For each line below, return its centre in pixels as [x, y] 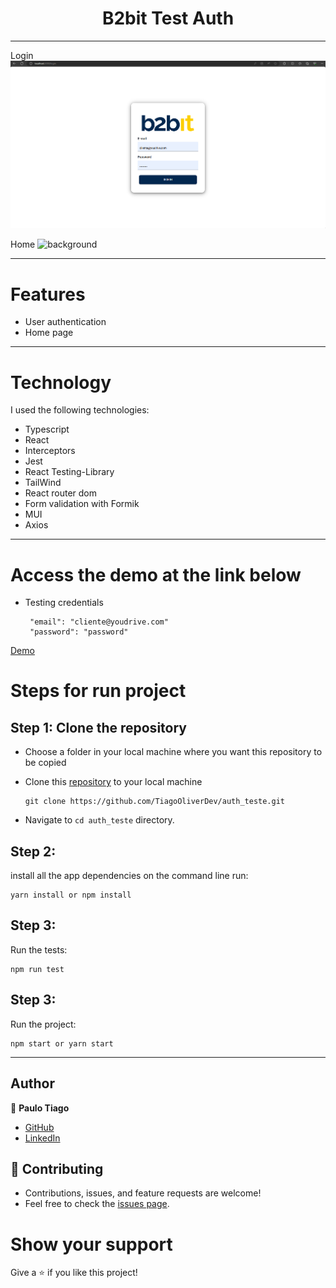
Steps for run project [98, 691]
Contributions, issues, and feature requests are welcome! [143, 1193]
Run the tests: [39, 949]
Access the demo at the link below [156, 574]
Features [48, 294]
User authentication [65, 322]
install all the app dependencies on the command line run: [129, 876]
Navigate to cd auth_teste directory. [99, 820]
